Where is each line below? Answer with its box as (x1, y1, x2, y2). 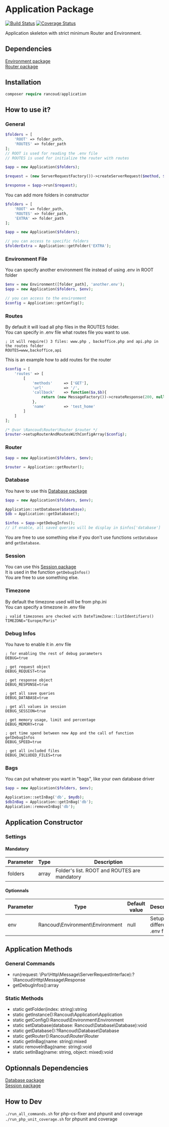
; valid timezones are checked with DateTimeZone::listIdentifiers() (5, 613, 154, 619)
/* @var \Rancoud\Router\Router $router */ (5, 427, 98, 432)
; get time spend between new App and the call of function (5, 731, 134, 736)
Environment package (5, 58, 51, 64)
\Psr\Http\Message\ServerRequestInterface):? (39, 971, 135, 978)
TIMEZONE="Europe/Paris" (5, 618, 57, 623)
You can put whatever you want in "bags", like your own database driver (5, 776, 155, 782)
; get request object (5, 664, 51, 670)
